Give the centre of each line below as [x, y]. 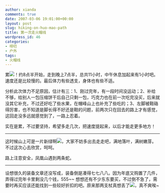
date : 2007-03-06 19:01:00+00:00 [39, 19]
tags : [11, 55]
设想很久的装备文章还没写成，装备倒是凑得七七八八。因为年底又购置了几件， [82, 173]
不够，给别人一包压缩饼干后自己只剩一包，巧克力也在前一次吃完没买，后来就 [82, 97]
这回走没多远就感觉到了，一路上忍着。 [44, 116]
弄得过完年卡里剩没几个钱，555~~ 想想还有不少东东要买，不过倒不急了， [79, 179]
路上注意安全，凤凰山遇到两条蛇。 [40, 158]
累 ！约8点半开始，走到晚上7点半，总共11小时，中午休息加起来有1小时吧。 [82, 75]
